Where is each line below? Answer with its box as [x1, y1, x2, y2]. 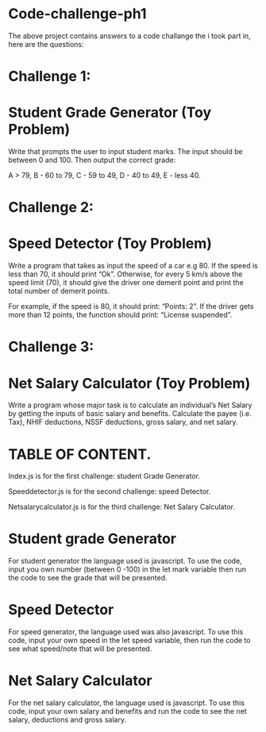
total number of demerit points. [8, 287, 110, 296]
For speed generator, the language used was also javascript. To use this [8, 627, 244, 637]
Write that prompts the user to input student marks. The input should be [8, 147, 244, 156]
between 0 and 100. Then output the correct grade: [8, 156, 176, 165]
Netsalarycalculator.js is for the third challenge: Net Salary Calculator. [8, 502, 236, 512]
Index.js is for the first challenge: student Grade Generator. [8, 472, 201, 481]
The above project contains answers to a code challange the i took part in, [8, 31, 252, 40]
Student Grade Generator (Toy [8, 104, 212, 121]
